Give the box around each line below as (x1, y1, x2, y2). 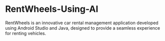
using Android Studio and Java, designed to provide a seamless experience (5, 25, 161, 31)
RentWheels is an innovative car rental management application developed (5, 20, 159, 26)
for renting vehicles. (5, 30, 46, 36)
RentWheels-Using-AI (5, 3, 99, 15)
